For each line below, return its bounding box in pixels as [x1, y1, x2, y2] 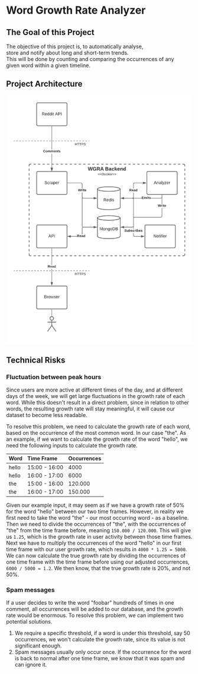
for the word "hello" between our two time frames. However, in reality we [6, 508, 184, 515]
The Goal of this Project [6, 27, 95, 37]
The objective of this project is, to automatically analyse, [6, 43, 144, 50]
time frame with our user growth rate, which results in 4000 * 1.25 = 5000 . [6, 545, 187, 552]
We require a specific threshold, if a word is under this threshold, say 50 [14, 630, 190, 637]
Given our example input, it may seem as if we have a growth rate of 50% [6, 501, 185, 508]
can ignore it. [14, 661, 47, 668]
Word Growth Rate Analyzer [6, 4, 146, 17]
